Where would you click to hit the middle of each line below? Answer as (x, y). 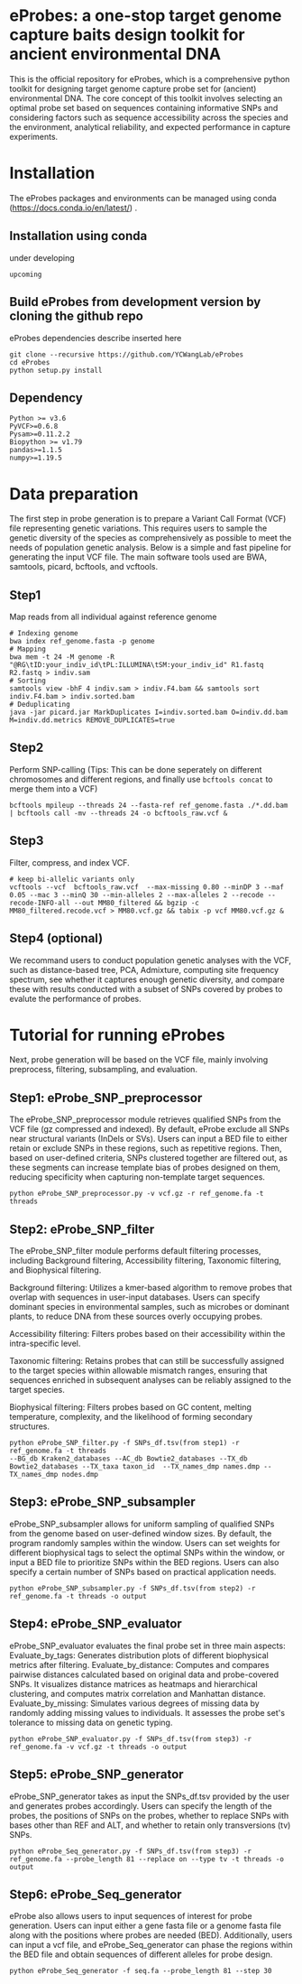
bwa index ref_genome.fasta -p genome (82, 642)
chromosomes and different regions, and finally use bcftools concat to (141, 779)
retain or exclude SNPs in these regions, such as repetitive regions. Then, (146, 1148)
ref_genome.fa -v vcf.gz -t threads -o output (98, 1747)
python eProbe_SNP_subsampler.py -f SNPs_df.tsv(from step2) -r (133, 1588)
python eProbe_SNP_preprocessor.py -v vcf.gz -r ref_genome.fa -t (137, 1194)
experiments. (34, 136)
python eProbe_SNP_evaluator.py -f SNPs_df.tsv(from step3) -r (131, 1738)
